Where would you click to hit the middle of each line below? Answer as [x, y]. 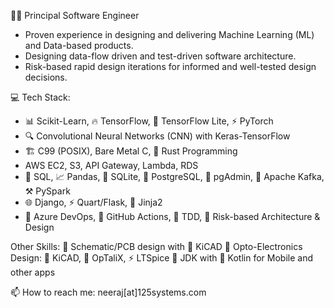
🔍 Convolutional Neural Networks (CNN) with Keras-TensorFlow [157, 136]
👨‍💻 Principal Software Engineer [75, 15]
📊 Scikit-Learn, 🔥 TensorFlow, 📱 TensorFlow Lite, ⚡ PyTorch [149, 121]
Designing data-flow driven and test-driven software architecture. [160, 56]
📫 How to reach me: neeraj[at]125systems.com [108, 292]
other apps [33, 272]
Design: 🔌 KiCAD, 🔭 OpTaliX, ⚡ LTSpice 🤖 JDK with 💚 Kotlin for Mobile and [161, 258]
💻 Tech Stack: [40, 97]
